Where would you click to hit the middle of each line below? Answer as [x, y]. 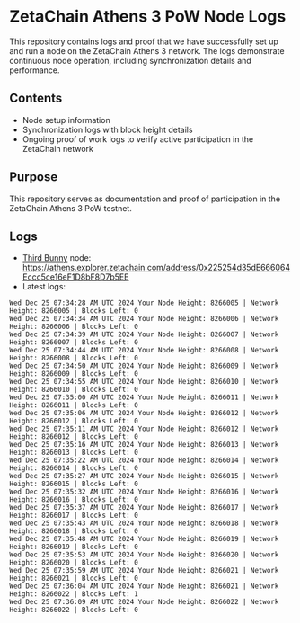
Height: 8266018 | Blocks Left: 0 [74, 531]
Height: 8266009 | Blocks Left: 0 [74, 374]
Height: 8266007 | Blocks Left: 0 [74, 343]
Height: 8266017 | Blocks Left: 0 [74, 516]
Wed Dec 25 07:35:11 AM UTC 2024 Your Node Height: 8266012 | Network [144, 429]
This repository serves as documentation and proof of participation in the [145, 199]
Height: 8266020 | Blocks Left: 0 [74, 563]
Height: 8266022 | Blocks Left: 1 [74, 594]
